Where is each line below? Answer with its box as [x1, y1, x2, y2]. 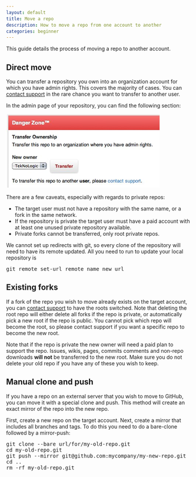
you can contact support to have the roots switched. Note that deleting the [6, 304, 187, 311]
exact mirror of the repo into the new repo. [6, 405, 109, 412]
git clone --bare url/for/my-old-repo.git [6, 440, 131, 447]
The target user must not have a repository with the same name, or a [14, 205, 181, 212]
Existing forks [6, 283, 58, 293]
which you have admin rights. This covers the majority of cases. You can [6, 85, 182, 92]
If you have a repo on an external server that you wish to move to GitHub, [6, 392, 184, 400]
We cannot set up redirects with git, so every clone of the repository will [6, 242, 181, 249]
